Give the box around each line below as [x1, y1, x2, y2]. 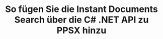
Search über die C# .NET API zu [14, 14, 149, 25]
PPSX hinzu [56, 25, 107, 36]
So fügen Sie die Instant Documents [5, 3, 158, 15]
